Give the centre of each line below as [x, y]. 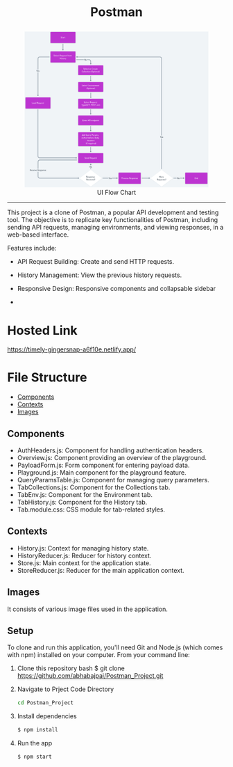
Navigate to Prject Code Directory [66, 689]
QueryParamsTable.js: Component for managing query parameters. [113, 480]
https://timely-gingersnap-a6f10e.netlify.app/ [72, 349]
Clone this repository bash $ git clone [71, 668]
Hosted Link [42, 330]
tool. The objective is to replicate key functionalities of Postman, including [113, 220]
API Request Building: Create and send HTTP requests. [96, 262]
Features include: [32, 248]
